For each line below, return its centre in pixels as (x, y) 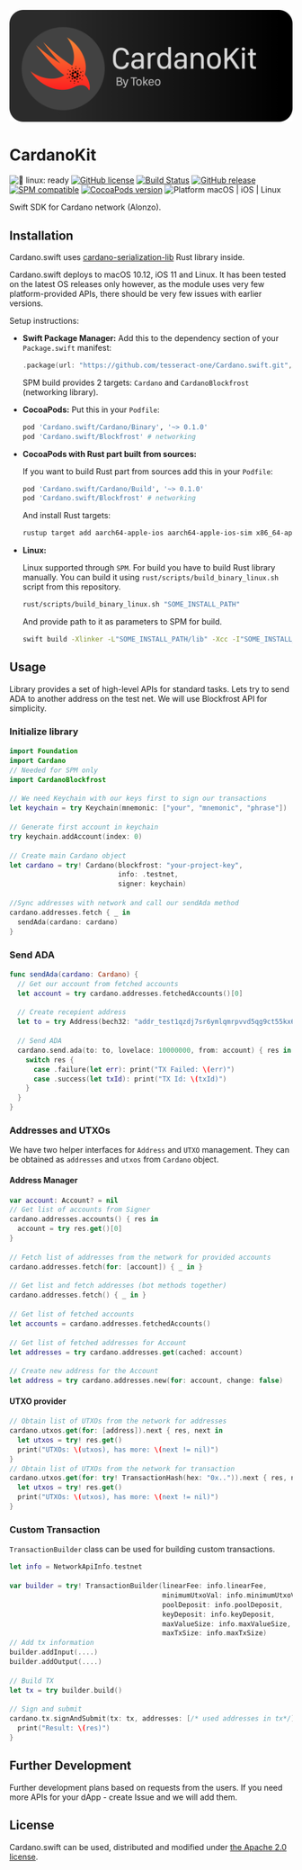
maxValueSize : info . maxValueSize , (227, 1624)
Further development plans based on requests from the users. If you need (146, 1787)
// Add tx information (52, 1643)
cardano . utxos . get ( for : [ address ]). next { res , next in (116, 1431)
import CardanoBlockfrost (58, 779)
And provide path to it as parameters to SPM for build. (122, 622)
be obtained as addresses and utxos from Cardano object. (114, 1160)
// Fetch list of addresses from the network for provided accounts (140, 1257)
